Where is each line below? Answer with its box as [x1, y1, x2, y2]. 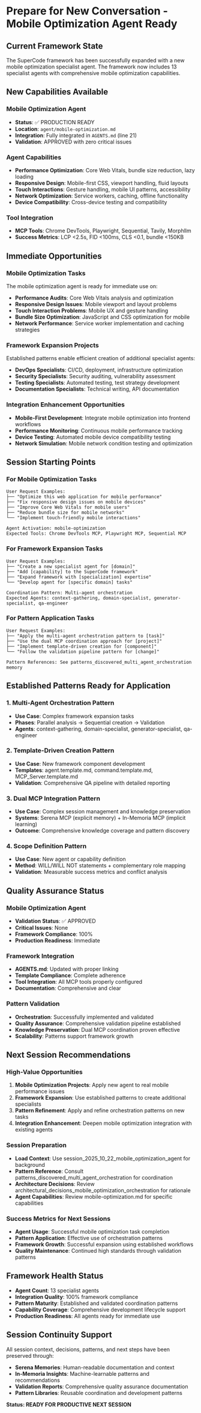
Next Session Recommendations [6, 1050, 131, 1060]
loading [14, 173, 34, 180]
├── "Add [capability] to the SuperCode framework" [6, 568, 138, 574]
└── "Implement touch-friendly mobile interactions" [6, 515, 141, 521]
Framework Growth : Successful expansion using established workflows [14, 1241, 194, 1248]
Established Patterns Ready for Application [6, 681, 171, 691]
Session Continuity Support [6, 1330, 112, 1340]
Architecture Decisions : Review [14, 1180, 95, 1187]
